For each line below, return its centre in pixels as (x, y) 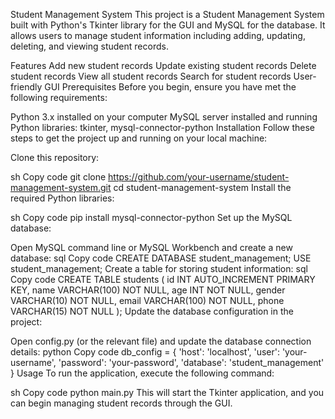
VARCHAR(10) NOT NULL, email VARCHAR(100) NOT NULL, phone (147, 300)
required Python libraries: (62, 198)
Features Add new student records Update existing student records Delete (163, 65)
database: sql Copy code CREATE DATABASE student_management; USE (161, 258)
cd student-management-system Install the (202, 187)
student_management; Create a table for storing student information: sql (159, 268)
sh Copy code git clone (58, 177)
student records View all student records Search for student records (151, 76)
